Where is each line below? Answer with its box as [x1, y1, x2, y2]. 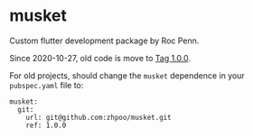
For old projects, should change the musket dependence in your [9, 69, 246, 81]
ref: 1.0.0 [25, 121, 67, 130]
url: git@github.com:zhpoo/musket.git [25, 113, 172, 122]
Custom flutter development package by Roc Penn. [9, 35, 200, 46]
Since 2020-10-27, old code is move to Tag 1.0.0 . [9, 52, 192, 63]
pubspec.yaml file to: [9, 79, 84, 90]
